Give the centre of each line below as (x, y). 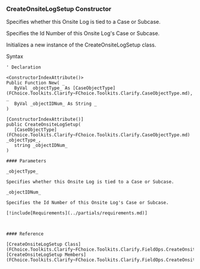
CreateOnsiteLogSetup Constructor (59, 9)
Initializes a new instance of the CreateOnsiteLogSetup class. (81, 45)
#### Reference (25, 234)
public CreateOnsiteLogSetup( (44, 125)
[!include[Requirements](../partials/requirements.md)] (77, 213)
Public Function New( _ (36, 83)
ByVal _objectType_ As (42, 88)
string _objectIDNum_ (41, 146)
